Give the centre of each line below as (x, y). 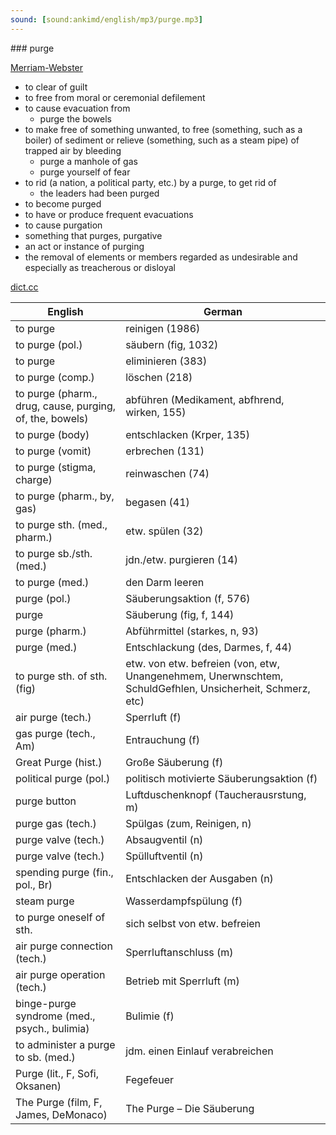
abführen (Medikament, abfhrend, (205, 399)
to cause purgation (63, 225)
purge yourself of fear (85, 172)
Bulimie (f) (150, 1016)
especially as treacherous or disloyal (100, 267)
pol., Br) (34, 884)
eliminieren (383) (166, 361)
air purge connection (64, 946)
